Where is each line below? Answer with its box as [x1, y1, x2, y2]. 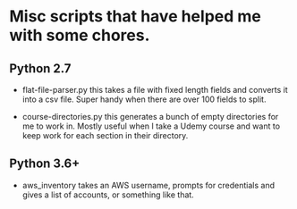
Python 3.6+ [9, 156, 81, 171]
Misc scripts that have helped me [9, 6, 261, 27]
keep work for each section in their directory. [21, 130, 189, 140]
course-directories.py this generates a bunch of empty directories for [21, 112, 279, 121]
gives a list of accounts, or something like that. [21, 189, 194, 200]
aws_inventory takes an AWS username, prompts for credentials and [21, 180, 276, 190]
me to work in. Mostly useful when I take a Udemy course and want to [21, 121, 280, 131]
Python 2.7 [9, 61, 72, 76]
